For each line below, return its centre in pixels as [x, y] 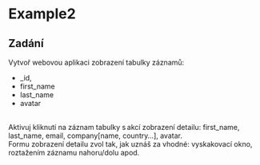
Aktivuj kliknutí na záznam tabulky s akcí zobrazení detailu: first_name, [124, 127]
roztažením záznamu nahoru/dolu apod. [74, 153]
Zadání [26, 43]
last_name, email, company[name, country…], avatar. [95, 136]
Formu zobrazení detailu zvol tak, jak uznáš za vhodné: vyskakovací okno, [130, 144]
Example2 [42, 14]
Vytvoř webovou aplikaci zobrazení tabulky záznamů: [96, 62]
